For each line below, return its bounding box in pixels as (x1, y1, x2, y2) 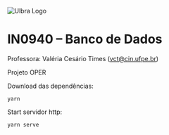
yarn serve (7, 121, 39, 128)
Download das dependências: (7, 82, 94, 90)
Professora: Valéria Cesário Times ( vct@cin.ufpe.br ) (7, 54, 159, 63)
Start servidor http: (7, 108, 63, 116)
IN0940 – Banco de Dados (7, 32, 163, 47)
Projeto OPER (7, 67, 46, 77)
